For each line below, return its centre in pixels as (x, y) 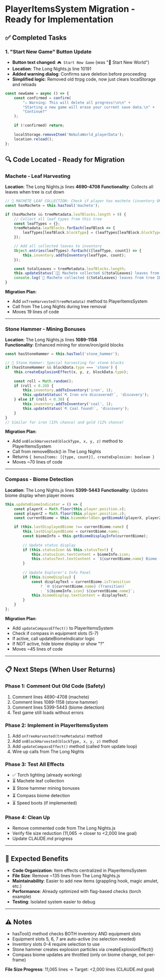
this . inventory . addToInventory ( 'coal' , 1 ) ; (68, 404)
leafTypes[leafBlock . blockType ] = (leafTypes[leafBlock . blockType (92, 233)
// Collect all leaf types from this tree (58, 219)
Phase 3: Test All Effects (35, 764)
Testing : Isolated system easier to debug (54, 902)
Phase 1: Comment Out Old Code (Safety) (55, 686)
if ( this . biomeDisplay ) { (49, 577)
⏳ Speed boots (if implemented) (44, 803)
